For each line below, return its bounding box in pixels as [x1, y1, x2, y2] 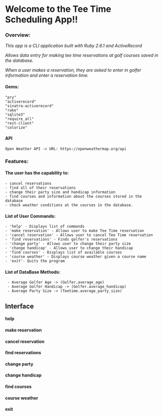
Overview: [5, 32, 31, 39]
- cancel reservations [5, 181, 52, 186]
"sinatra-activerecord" [5, 103, 54, 108]
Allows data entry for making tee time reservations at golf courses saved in [5, 52, 159, 58]
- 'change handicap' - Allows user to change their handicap [5, 246, 133, 250]
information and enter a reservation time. [5, 73, 89, 79]
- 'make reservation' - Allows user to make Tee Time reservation [5, 228, 144, 233]
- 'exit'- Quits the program [5, 258, 65, 264]
